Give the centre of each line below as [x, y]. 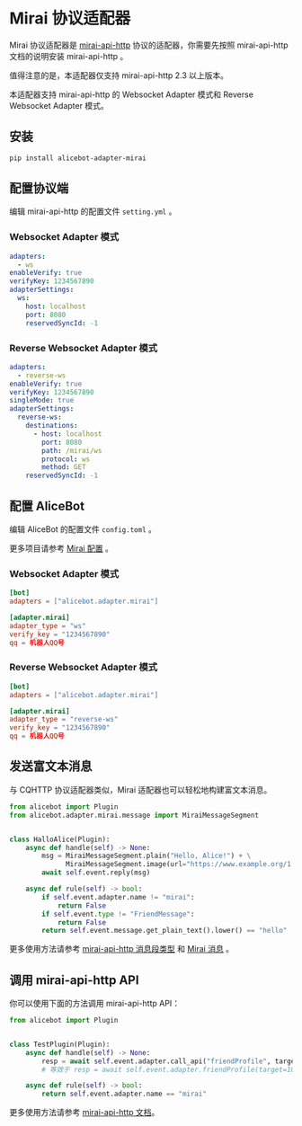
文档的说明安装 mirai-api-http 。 [69, 56]
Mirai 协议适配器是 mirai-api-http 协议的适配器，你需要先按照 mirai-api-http [149, 45]
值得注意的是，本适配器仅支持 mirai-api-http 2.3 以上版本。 [119, 75]
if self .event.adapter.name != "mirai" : [118, 897]
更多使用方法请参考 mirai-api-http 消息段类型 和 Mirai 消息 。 [122, 949]
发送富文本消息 [51, 766]
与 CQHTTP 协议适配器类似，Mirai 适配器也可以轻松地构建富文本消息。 [141, 789]
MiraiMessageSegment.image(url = [126, 864]
